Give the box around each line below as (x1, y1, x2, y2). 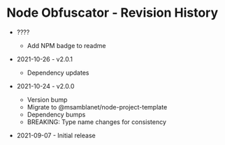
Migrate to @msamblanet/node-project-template (27, 102, 168, 111)
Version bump (27, 96, 68, 104)
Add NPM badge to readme (27, 41, 106, 49)
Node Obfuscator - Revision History (6, 5, 219, 21)
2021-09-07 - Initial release (16, 131, 96, 139)
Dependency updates (27, 68, 89, 77)
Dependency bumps (27, 110, 86, 119)
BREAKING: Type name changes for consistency (27, 117, 167, 126)
